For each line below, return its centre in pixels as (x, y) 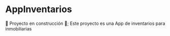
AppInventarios (39, 9)
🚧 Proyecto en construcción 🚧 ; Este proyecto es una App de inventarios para (85, 23)
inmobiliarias (19, 28)
